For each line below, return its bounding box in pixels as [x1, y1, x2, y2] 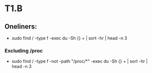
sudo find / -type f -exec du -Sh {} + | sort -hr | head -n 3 [11, 35, 128, 41]
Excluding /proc [4, 47, 43, 54]
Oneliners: [4, 22, 38, 31]
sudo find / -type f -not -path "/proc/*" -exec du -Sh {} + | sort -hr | [11, 58, 148, 64]
